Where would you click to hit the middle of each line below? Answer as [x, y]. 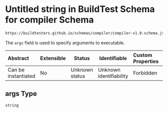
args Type [21, 94]
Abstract [18, 58]
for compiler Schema [49, 20]
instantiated [21, 76]
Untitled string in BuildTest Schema [80, 9]
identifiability [113, 76]
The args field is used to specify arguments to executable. [65, 42]
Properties [146, 61]
